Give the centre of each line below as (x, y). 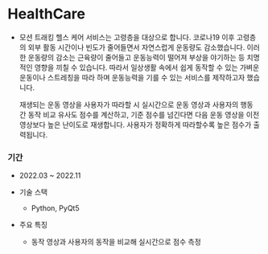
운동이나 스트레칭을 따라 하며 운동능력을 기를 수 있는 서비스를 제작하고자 (132, 77)
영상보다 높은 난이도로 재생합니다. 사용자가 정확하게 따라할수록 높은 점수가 (135, 125)
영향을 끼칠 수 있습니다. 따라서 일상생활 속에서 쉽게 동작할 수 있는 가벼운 (147, 67)
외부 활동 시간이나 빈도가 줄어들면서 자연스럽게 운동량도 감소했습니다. (136, 47)
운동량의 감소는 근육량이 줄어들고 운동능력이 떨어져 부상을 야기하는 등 (136, 57)
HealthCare (47, 14)
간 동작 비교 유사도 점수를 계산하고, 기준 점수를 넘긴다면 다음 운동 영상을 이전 (139, 114)
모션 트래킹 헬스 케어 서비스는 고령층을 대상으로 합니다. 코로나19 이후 (127, 37)
